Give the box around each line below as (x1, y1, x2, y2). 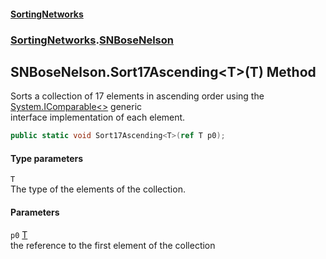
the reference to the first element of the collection (10, 239, 216, 251)
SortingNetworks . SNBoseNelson (10, 33, 174, 47)
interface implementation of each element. (10, 111, 186, 124)
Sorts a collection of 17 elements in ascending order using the (10, 90, 265, 102)
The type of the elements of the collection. (10, 183, 186, 195)
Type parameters (10, 152, 84, 164)
